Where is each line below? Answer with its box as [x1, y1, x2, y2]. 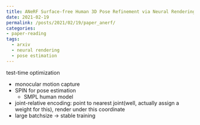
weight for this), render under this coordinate [14, 105, 126, 113]
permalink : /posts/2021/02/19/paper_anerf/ [6, 20, 116, 25]
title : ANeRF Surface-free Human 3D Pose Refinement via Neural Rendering [6, 8, 196, 15]
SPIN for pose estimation [14, 86, 76, 94]
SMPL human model [23, 93, 73, 100]
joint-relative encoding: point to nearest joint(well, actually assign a [14, 99, 180, 107]
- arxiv [11, 42, 31, 48]
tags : [6, 36, 20, 42]
